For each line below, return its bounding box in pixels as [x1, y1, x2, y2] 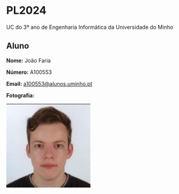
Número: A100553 [6, 68, 52, 76]
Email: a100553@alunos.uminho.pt [6, 80, 93, 87]
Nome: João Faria [6, 56, 51, 64]
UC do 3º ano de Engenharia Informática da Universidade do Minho [6, 23, 174, 31]
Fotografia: [6, 91, 35, 99]
